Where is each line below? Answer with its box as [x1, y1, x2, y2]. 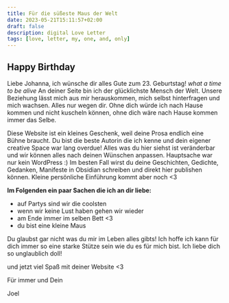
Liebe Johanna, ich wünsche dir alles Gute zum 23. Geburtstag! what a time [7, 79, 221, 87]
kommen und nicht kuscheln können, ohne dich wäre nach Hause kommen [7, 108, 218, 117]
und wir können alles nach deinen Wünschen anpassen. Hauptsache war [7, 150, 213, 159]
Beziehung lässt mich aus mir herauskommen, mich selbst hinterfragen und [7, 93, 221, 102]
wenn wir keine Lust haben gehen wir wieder [16, 207, 144, 215]
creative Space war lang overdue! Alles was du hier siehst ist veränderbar [7, 144, 216, 152]
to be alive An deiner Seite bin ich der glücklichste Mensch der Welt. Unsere [7, 87, 223, 95]
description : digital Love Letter [7, 29, 106, 36]
